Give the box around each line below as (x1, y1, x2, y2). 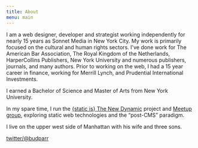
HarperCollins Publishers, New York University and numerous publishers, (6, 56, 187, 64)
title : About (6, 8, 39, 15)
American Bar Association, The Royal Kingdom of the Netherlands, (6, 50, 170, 57)
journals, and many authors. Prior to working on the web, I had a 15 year (6, 62, 184, 70)
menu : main (6, 14, 33, 20)
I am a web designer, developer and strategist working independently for (6, 31, 185, 38)
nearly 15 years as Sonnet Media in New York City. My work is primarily (6, 37, 182, 44)
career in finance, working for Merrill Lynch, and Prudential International (6, 69, 184, 76)
